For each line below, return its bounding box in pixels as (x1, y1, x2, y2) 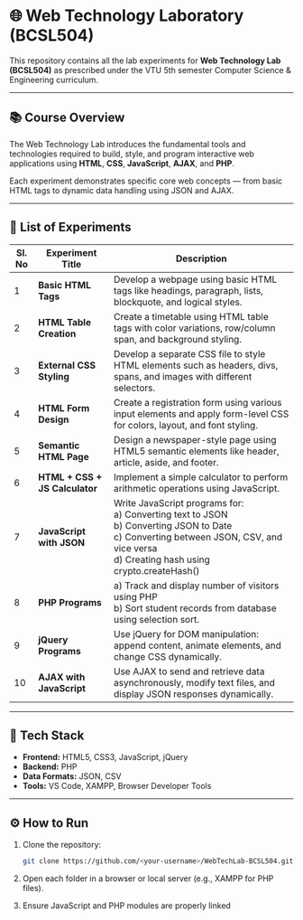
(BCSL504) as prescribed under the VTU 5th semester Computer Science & (9, 64, 291, 75)
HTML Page (38, 450, 90, 463)
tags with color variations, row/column (113, 322, 276, 334)
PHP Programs (38, 596, 102, 608)
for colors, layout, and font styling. (113, 418, 259, 431)
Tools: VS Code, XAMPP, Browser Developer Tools (22, 781, 212, 792)
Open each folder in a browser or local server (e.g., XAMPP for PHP (22, 873, 274, 884)
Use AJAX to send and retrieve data (113, 665, 265, 678)
